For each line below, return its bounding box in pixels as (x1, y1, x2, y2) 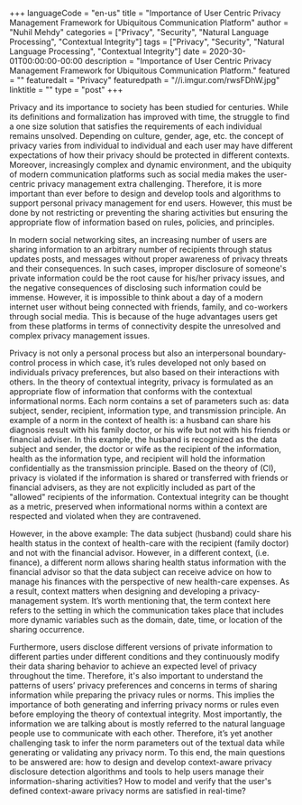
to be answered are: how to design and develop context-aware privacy (9, 757, 272, 767)
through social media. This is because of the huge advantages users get (9, 311, 278, 321)
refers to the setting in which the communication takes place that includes (9, 605, 284, 615)
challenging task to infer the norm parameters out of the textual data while (9, 737, 286, 748)
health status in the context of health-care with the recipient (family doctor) (9, 538, 289, 549)
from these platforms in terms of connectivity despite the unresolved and (9, 320, 281, 331)
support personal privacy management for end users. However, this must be (9, 198, 293, 208)
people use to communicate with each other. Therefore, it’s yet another (9, 728, 273, 738)
